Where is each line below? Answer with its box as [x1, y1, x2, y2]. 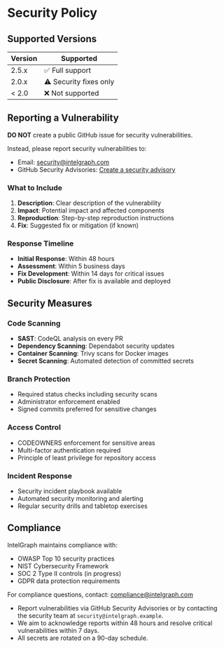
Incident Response [7, 471, 72, 481]
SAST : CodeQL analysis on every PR [17, 335, 124, 343]
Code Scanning [7, 318, 61, 328]
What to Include [7, 182, 63, 192]
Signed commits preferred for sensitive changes [17, 405, 157, 413]
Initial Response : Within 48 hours [17, 255, 115, 263]
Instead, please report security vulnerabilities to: [7, 144, 147, 152]
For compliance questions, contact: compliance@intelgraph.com [7, 590, 194, 598]
